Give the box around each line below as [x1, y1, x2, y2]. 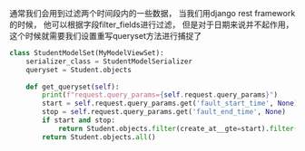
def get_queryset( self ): [25, 82, 120, 91]
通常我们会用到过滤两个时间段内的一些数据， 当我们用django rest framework [9, 8, 296, 18]
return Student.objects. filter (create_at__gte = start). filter [57, 124, 295, 133]
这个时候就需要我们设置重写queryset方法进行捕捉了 [9, 31, 202, 41]
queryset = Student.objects [25, 65, 132, 74]
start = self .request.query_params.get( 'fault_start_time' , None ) [42, 99, 299, 109]
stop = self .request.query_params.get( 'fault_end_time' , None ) [42, 108, 286, 117]
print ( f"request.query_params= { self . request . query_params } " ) [42, 90, 279, 99]
